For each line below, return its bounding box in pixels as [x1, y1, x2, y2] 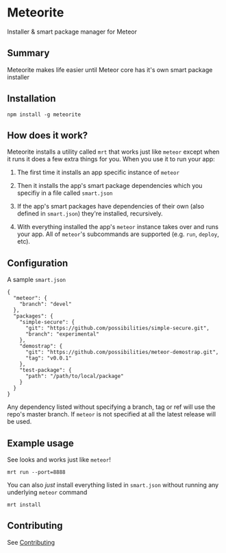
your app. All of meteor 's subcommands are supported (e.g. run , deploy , [16, 230, 219, 238]
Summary [7, 47, 50, 59]
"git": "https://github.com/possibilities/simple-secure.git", [25, 325, 210, 332]
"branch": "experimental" [25, 331, 99, 338]
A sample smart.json [7, 276, 66, 284]
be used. [7, 417, 32, 426]
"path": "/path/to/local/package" [25, 373, 125, 380]
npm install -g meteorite [7, 111, 81, 118]
